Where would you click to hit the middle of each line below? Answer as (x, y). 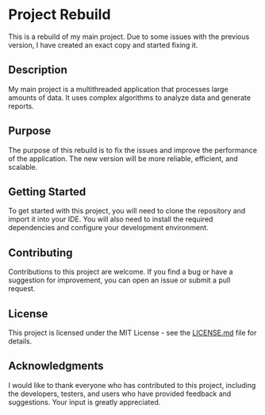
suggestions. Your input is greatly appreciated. (84, 402)
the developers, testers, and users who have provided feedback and (120, 394)
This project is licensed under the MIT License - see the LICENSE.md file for (132, 332)
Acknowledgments (56, 366)
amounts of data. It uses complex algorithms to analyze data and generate (130, 98)
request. (22, 289)
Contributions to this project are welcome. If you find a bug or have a (121, 272)
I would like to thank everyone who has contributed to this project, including (132, 385)
